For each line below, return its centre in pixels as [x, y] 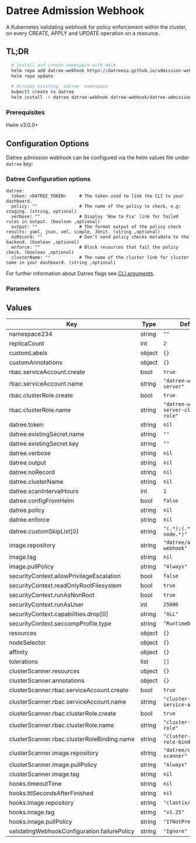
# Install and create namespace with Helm [64, 65]
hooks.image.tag [32, 813]
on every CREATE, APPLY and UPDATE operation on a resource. [83, 33]
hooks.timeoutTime [35, 784]
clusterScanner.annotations [47, 681]
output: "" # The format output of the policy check [96, 227]
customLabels [28, 353]
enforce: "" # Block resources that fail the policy [95, 247]
